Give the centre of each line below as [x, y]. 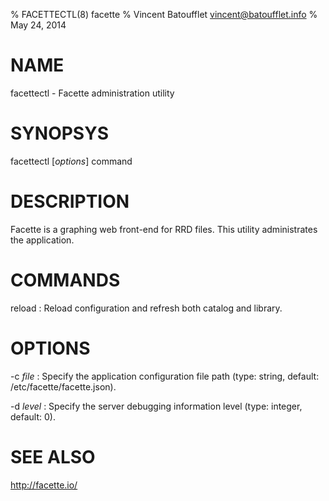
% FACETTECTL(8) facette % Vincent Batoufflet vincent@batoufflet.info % [164, 14]
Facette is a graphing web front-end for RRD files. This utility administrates [164, 229]
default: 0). [33, 416]
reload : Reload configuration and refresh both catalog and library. [146, 308]
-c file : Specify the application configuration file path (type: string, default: [165, 376]
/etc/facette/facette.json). [63, 386]
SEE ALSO [53, 456]
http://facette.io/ [44, 485]
